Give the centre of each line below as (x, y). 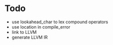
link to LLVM (24, 32)
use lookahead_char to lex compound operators (60, 22)
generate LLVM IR (30, 37)
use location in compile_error (41, 27)
